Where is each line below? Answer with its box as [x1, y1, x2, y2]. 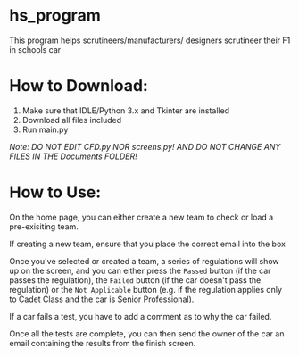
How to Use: [9, 182, 102, 203]
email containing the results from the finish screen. [9, 337, 196, 348]
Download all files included [21, 114, 122, 125]
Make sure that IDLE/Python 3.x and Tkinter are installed [21, 104, 230, 116]
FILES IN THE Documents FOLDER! [9, 151, 137, 162]
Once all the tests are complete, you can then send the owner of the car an [9, 328, 285, 339]
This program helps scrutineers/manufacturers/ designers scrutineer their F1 [9, 35, 291, 46]
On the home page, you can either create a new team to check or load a [9, 212, 274, 222]
